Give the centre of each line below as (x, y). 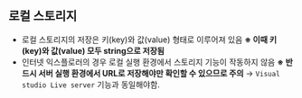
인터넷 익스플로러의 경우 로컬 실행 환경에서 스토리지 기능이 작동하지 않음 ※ (152, 62)
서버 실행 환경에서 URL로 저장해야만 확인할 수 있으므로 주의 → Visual (160, 73)
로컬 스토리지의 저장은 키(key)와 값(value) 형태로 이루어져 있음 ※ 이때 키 (149, 40)
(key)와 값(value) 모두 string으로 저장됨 (93, 50)
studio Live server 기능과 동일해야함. (90, 85)
